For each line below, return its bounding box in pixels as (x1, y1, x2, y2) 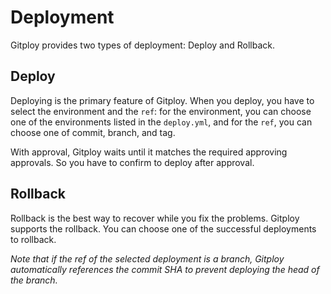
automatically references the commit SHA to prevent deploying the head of (10, 263, 320, 275)
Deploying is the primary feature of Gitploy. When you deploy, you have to (10, 94, 315, 106)
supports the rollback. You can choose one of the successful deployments (10, 222, 317, 235)
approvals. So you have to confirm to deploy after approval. (10, 156, 255, 168)
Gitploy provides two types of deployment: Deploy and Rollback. (10, 39, 275, 51)
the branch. (10, 274, 58, 286)
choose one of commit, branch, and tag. (10, 126, 176, 138)
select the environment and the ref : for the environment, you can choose (10, 105, 312, 117)
